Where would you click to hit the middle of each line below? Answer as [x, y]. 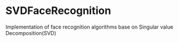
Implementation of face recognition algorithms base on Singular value [89, 27]
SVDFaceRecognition [58, 11]
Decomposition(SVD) [31, 33]
